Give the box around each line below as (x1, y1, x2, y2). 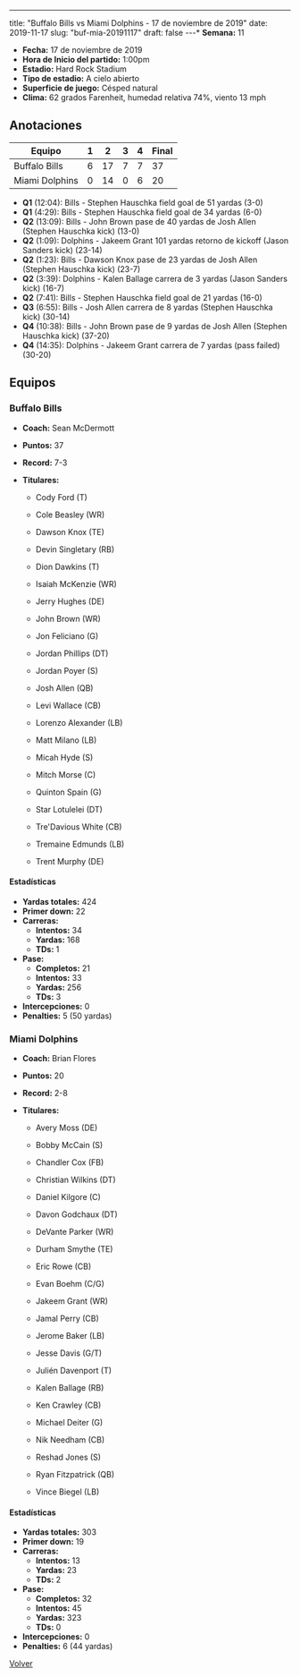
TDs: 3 (35, 991, 62, 1002)
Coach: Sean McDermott (21, 422, 115, 433)
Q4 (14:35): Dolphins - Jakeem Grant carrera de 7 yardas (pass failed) (21, 339, 280, 350)
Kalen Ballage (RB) (35, 1383, 104, 1392)
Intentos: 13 (35, 1555, 80, 1566)
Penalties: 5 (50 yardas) (21, 1010, 112, 1021)
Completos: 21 (35, 963, 91, 974)
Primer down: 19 (21, 1537, 85, 1547)
